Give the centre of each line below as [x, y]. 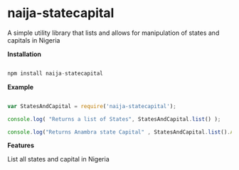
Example [21, 87]
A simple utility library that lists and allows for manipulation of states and [113, 33]
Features [21, 145]
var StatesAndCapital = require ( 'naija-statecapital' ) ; [92, 106]
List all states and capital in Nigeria [59, 159]
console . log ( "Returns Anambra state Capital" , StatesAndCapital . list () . [119, 132]
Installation [24, 54]
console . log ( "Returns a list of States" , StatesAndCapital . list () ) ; [114, 119]
